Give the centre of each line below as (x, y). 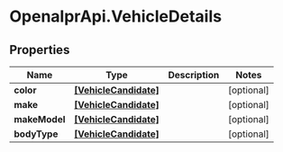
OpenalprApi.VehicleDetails (116, 17)
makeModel (40, 119)
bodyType (36, 134)
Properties (40, 50)
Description (194, 75)
